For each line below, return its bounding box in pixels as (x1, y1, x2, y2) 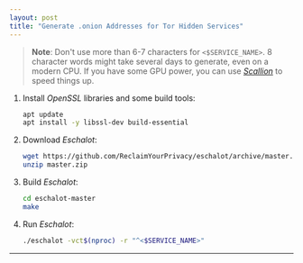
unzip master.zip (22, 160, 88, 169)
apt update (22, 110, 64, 119)
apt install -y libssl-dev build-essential (22, 118, 189, 127)
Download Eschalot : (22, 134, 97, 145)
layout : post (9, 13, 59, 23)
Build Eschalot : (22, 177, 78, 187)
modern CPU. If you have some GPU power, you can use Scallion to (31, 65, 283, 77)
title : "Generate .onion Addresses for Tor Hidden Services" (9, 22, 244, 31)
